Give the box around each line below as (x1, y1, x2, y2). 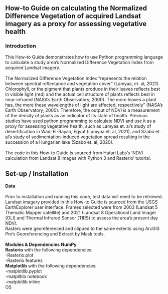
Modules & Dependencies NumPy (5, 241, 77, 247)
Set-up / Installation (5, 170, 69, 178)
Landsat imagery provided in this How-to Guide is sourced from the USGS (5, 199, 158, 205)
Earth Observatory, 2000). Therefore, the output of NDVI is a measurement (5, 107, 160, 113)
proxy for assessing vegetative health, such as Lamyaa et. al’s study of (5, 123, 151, 129)
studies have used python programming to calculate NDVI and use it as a (5, 118, 156, 124)
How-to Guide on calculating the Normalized (5, 4, 147, 13)
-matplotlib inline (5, 278, 40, 284)
